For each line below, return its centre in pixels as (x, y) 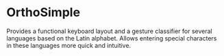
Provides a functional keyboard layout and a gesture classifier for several (110, 31)
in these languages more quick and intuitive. (69, 45)
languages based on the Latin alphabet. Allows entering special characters (112, 38)
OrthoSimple (43, 12)
